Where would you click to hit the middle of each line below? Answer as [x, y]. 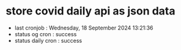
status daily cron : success [48, 40]
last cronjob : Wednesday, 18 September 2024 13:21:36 [84, 28]
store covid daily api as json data [90, 11]
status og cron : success [46, 34]
